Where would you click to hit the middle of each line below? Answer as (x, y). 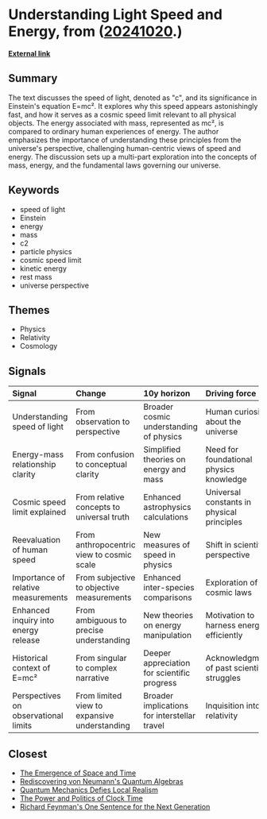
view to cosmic (104, 555)
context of (31, 668)
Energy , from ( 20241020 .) (95, 31)
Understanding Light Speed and (115, 15)
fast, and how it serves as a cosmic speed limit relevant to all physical (122, 114)
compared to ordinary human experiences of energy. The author (114, 131)
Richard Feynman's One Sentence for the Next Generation (115, 807)
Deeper (157, 653)
